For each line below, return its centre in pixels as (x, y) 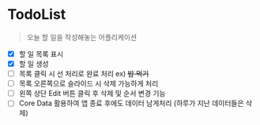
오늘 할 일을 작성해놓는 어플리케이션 (82, 37)
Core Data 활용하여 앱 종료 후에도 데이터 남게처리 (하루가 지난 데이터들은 (131, 103)
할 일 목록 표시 (41, 53)
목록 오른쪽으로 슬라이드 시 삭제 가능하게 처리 (89, 83)
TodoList (37, 15)
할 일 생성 (34, 64)
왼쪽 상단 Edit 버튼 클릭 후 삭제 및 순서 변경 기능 (92, 94)
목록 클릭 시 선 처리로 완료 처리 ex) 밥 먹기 (84, 74)
